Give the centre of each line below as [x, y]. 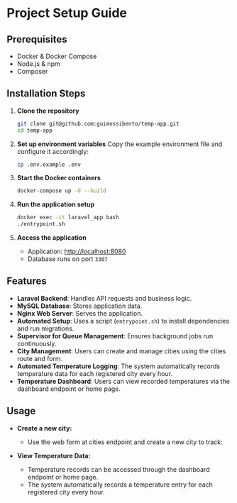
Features [27, 281]
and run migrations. [45, 328]
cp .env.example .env [49, 165]
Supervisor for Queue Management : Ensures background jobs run [115, 336]
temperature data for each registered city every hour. [95, 373]
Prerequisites [37, 39]
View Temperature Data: [54, 455]
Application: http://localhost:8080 [77, 251]
